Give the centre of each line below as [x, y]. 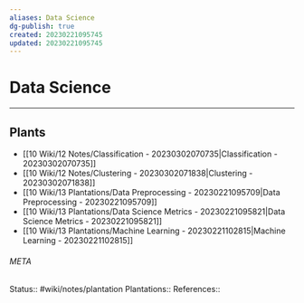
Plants [28, 132]
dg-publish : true [42, 26]
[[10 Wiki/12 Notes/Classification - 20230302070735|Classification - [150, 154]
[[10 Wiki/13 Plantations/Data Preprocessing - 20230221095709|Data [151, 192]
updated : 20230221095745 [56, 43]
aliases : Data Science [52, 18]
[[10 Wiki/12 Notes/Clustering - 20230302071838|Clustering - [138, 173]
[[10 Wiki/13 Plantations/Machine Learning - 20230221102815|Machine [154, 231]
